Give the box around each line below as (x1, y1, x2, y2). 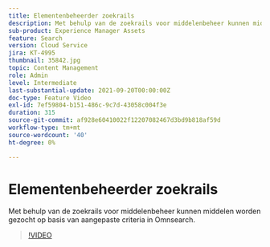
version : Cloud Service (8, 42, 88, 50)
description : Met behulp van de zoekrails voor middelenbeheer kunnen (8, 19, 250, 27)
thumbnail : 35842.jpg (8, 57, 81, 65)
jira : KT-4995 (8, 49, 56, 57)
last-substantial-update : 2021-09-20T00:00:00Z (8, 86, 171, 95)
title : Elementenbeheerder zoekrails (8, 11, 135, 20)
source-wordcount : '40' (8, 131, 88, 139)
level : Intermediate (8, 79, 78, 87)
